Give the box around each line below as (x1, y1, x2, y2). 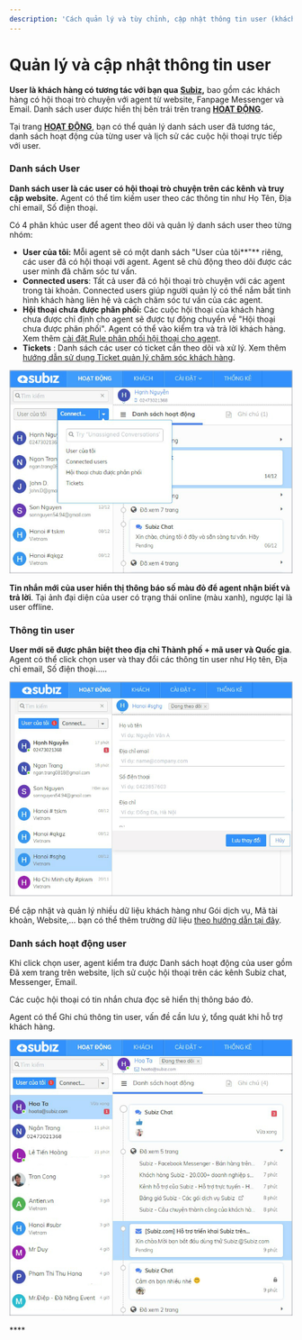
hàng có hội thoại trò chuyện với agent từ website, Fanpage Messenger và (9, 94, 285, 105)
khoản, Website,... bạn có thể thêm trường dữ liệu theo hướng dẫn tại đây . (9, 915, 281, 925)
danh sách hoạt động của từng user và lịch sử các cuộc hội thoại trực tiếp (9, 131, 283, 141)
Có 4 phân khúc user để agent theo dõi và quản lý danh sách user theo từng (9, 219, 292, 230)
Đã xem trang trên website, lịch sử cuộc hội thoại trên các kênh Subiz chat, (9, 967, 288, 978)
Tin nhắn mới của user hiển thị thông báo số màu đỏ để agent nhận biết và (9, 582, 290, 593)
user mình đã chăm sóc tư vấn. (22, 266, 138, 277)
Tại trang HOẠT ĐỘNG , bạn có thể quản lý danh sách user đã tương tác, (9, 121, 276, 132)
